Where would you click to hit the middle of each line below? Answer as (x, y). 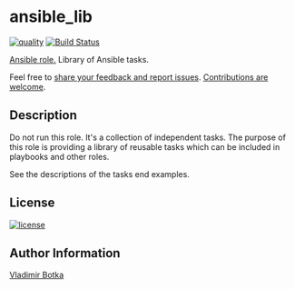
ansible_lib (51, 17)
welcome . (28, 86)
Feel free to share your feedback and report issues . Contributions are (139, 77)
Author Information (65, 253)
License (32, 203)
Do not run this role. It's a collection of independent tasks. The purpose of (147, 137)
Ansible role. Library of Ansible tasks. (79, 59)
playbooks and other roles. (59, 156)
